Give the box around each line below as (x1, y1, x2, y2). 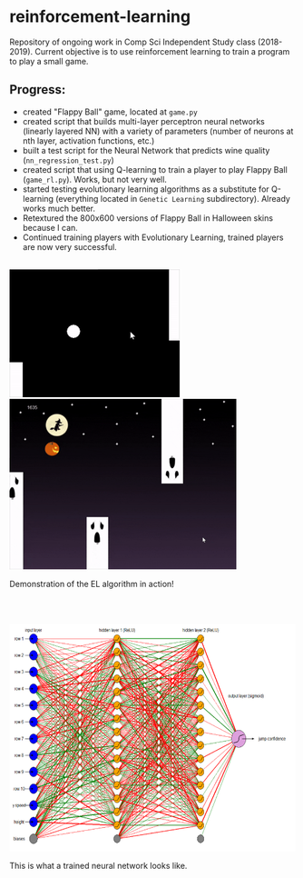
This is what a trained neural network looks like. (9, 860, 188, 871)
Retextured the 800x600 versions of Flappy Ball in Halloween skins (22, 212, 274, 224)
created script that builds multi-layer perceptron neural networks (22, 115, 265, 126)
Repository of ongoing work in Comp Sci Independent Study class (9, 36, 256, 47)
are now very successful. (22, 241, 118, 252)
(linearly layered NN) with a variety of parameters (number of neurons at (22, 125, 294, 136)
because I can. (22, 222, 79, 233)
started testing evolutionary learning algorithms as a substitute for (22, 184, 269, 195)
